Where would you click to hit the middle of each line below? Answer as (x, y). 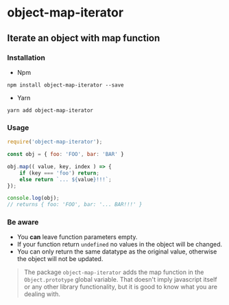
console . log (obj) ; (33, 198)
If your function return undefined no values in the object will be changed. (120, 245)
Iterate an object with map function (84, 38)
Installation (26, 58)
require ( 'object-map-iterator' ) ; (55, 142)
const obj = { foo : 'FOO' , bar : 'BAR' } (66, 155)
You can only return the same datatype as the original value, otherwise (117, 251)
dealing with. (42, 294)
